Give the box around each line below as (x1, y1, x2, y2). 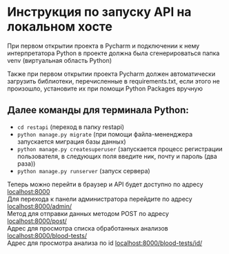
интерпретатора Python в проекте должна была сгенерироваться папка (7, 49, 220, 57)
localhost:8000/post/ (7, 217, 68, 225)
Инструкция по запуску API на (7, 4, 192, 20)
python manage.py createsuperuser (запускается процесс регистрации (17, 144, 223, 153)
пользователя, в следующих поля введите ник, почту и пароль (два (17, 152, 217, 160)
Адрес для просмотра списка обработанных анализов (7, 224, 169, 232)
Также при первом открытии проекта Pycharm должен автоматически (7, 70, 216, 78)
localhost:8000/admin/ (7, 202, 72, 211)
